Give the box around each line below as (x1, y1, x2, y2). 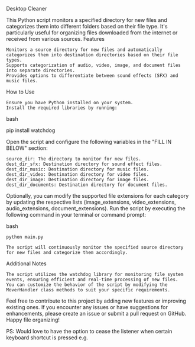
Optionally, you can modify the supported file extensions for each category (6, 192, 189, 199)
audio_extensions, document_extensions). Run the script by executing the (6, 205, 186, 212)
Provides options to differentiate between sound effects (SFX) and (6, 73, 178, 79)
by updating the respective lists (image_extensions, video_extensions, (6, 198, 176, 205)
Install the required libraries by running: (6, 105, 118, 111)
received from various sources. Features (6, 36, 105, 42)
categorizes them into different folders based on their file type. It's (6, 23, 168, 30)
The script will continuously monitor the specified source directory (6, 245, 184, 250)
